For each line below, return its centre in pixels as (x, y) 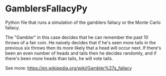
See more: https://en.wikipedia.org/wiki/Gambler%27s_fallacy (69, 68)
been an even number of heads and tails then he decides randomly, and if (81, 53)
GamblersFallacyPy (46, 9)
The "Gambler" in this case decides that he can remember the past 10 (77, 37)
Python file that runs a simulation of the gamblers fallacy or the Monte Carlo (83, 22)
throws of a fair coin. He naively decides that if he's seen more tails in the (81, 42)
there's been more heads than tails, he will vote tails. (59, 58)
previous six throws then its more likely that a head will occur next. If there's (83, 48)
